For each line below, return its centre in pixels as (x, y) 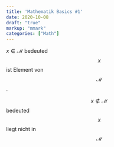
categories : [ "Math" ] (33, 34)
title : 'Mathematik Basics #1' (45, 12)
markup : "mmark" (26, 28)
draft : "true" (24, 23)
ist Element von (25, 70)
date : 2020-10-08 (27, 17)
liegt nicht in (21, 129)
